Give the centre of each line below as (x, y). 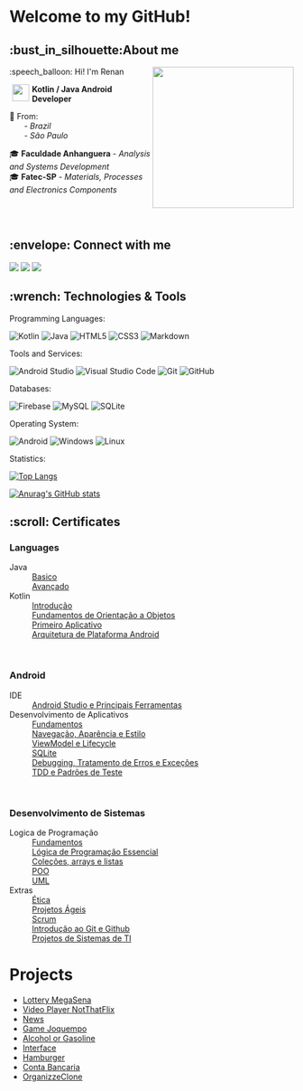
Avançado (50, 587)
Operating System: (44, 423)
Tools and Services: (46, 353)
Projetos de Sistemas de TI (82, 938)
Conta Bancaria (51, 1067)
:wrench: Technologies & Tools (98, 297)
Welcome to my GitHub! (100, 17)
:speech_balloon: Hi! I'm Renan (67, 71)
